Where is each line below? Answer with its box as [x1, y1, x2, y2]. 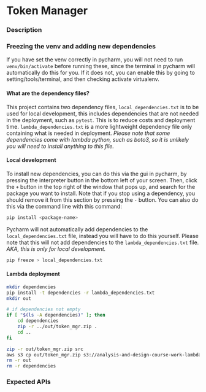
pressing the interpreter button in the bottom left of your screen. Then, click [6, 176, 197, 184]
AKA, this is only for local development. [6, 245, 106, 252]
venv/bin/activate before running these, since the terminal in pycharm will [6, 63, 195, 70]
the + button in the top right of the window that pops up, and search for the [6, 183, 196, 190]
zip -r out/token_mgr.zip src [6, 346, 84, 352]
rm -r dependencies [6, 363, 56, 369]
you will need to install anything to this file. [6, 142, 115, 150]
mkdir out [6, 295, 32, 301]
